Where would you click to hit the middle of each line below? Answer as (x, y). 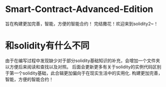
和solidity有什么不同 (47, 46)
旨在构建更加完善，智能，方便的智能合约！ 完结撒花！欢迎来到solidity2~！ (82, 23)
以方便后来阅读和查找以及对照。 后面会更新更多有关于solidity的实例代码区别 (83, 66)
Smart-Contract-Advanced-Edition (79, 9)
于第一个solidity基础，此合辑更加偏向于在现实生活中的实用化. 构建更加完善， (84, 73)
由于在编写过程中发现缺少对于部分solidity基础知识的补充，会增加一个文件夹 (83, 60)
